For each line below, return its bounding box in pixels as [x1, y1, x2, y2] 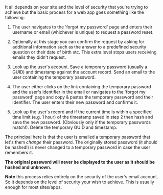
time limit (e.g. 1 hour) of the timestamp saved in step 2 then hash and [12, 114, 153, 120]
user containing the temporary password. [12, 74, 96, 80]
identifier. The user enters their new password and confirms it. [12, 99, 139, 105]
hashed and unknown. [5, 164, 51, 170]
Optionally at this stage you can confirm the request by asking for [12, 39, 144, 45]
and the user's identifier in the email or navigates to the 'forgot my [12, 89, 146, 95]
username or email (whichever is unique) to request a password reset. [12, 29, 154, 35]
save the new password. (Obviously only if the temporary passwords [12, 120, 151, 125]
